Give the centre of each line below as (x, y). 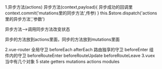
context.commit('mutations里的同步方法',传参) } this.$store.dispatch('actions (81, 13)
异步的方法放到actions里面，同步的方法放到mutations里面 (62, 39)
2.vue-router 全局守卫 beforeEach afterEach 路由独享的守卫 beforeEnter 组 (79, 50)
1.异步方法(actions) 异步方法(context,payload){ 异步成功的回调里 (69, 7)
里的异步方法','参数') (25, 19)
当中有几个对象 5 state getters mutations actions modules (62, 62)
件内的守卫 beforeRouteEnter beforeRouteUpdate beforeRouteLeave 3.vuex (80, 56)
